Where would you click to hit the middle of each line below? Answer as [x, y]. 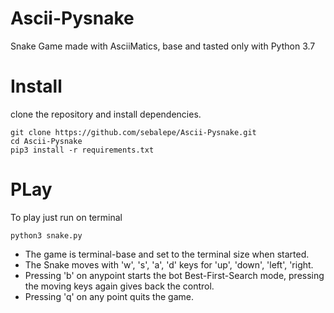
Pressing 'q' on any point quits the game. [109, 296]
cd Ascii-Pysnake [46, 141]
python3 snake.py [46, 235]
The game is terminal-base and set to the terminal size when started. [167, 254]
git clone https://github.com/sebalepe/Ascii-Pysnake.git [133, 132]
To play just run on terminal [66, 217]
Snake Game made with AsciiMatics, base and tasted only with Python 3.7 [163, 46]
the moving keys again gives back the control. [119, 286]
